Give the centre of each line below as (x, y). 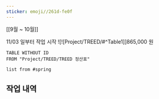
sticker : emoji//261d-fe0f (39, 11)
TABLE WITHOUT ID (27, 53)
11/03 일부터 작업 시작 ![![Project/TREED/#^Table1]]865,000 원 (80, 41)
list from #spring (29, 69)
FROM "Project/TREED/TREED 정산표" (48, 59)
